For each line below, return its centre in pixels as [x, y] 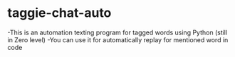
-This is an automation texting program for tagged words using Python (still [117, 32]
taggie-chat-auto [59, 13]
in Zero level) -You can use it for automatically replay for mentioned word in [118, 39]
